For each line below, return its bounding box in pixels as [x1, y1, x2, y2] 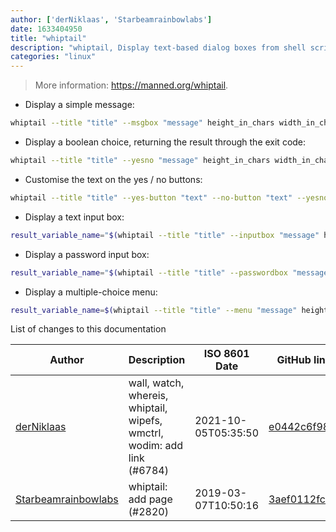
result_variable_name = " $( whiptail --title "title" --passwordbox [10, 267, 288, 278]
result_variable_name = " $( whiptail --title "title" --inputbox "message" [10, 230, 320, 240]
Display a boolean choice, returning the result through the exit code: [24, 136, 307, 148]
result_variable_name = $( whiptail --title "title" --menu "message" [10, 305, 298, 315]
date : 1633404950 [10, 24, 83, 34]
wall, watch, [128, 376, 185, 390]
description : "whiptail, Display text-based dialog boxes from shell [10, 42, 307, 53]
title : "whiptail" [10, 33, 87, 43]
